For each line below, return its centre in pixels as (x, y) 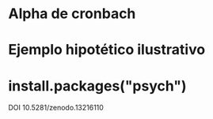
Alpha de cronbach (72, 14)
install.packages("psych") (98, 86)
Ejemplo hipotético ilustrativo (107, 50)
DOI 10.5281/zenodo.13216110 (56, 108)
